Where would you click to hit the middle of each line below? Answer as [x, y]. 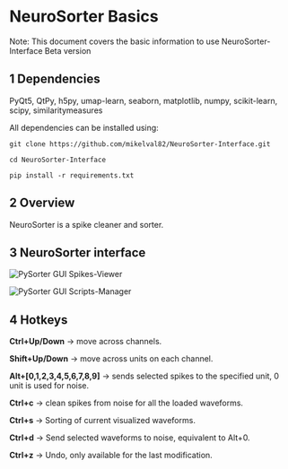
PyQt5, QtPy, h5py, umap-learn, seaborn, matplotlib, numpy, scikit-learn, [144, 100]
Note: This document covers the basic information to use [114, 41]
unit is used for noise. [49, 386]
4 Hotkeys [39, 320]
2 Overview [42, 203]
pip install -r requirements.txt [72, 175]
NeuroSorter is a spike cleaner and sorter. [87, 224]
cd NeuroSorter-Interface [57, 160]
